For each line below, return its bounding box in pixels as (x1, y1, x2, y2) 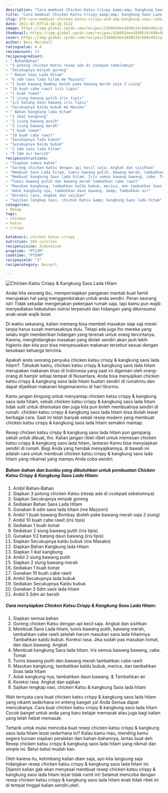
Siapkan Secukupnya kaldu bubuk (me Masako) (12, 538, 111, 544)
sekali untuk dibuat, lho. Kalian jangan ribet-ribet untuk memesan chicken (5, 435, 157, 441)
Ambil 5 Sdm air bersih (12, 591, 60, 597)
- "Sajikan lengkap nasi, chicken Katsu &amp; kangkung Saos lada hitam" (5, 198, 163, 203)
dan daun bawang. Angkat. (12, 642, 69, 648)
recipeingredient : (5, 53, 44, 59)
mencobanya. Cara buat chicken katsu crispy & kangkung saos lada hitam (5, 704, 158, 710)
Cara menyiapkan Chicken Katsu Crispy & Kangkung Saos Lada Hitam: (5, 602, 157, 609)
